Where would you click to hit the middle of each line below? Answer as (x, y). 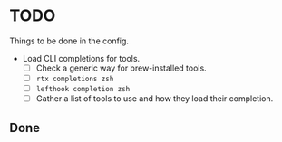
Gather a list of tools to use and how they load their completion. (155, 99)
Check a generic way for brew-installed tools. (121, 68)
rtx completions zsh (75, 79)
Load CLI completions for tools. (81, 58)
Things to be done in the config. (69, 41)
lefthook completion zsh (83, 90)
